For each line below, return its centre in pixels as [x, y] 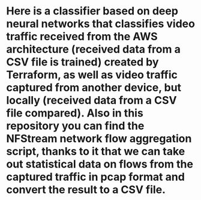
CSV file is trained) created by [82, 62]
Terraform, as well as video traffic [92, 75]
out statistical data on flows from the [100, 164]
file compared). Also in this [75, 113]
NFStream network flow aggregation [99, 139]
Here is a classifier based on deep [92, 11]
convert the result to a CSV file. [86, 190]
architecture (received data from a [94, 50]
